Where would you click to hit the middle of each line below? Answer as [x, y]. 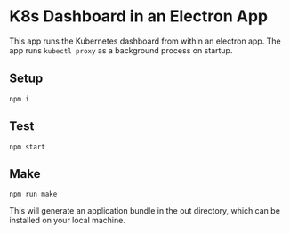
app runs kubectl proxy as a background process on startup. [121, 50]
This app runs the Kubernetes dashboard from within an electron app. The [145, 41]
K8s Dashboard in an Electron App [139, 16]
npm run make [33, 194]
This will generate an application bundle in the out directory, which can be [145, 211]
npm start [28, 147]
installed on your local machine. [68, 221]
